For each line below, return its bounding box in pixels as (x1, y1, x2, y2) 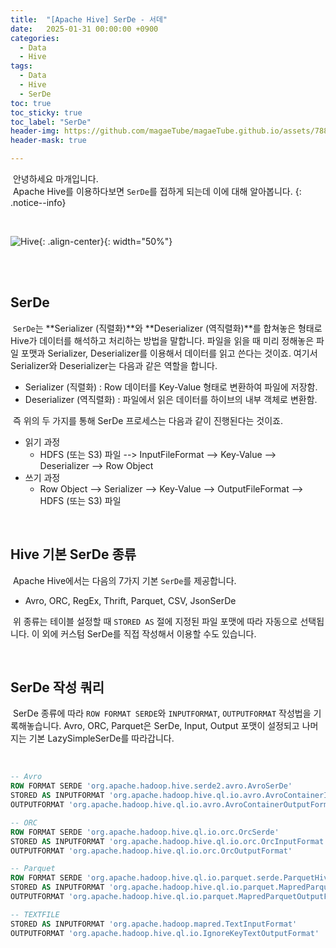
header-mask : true (10, 136, 87, 146)
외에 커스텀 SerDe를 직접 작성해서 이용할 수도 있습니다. (41, 627, 257, 640)
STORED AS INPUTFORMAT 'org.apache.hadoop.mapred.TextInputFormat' (10, 919, 298, 929)
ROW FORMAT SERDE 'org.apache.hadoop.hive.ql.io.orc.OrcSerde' (10, 827, 280, 837)
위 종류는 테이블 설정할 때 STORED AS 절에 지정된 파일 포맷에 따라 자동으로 (12, 615, 298, 627)
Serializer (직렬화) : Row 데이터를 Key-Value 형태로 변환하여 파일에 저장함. (24, 381, 318, 393)
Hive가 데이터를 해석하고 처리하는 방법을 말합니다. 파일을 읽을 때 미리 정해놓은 (10, 334, 315, 346)
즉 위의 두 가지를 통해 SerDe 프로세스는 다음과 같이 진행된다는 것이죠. (12, 414, 284, 426)
